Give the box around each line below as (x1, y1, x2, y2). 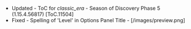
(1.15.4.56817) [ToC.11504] (11, 11, 74, 18)
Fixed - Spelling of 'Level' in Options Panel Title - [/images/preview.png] (11, 17, 186, 23)
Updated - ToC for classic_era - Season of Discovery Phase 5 (11, 5, 161, 11)
